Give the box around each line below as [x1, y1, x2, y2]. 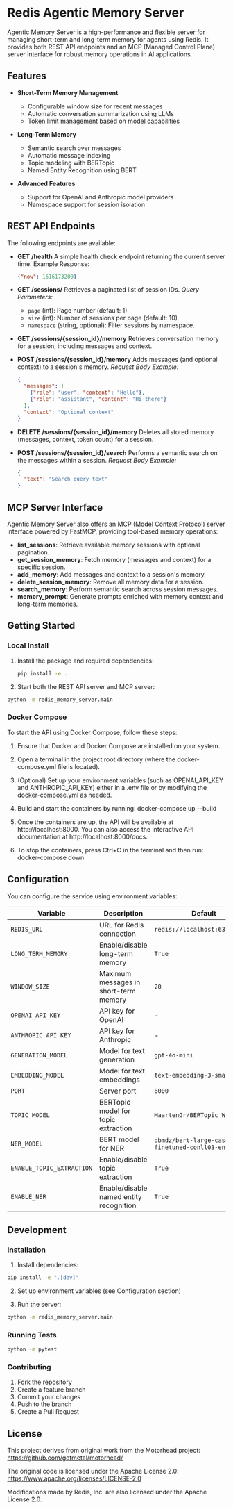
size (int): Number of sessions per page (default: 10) [27, 314, 178, 322]
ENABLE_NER [10, 1193, 46, 1201]
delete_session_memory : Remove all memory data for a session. [17, 578, 205, 586]
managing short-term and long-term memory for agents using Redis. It [7, 35, 209, 43]
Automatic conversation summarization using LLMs [27, 109, 175, 117]
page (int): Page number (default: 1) [27, 306, 128, 315]
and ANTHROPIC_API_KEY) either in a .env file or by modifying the [17, 783, 207, 791]
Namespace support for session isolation [27, 200, 146, 208]
